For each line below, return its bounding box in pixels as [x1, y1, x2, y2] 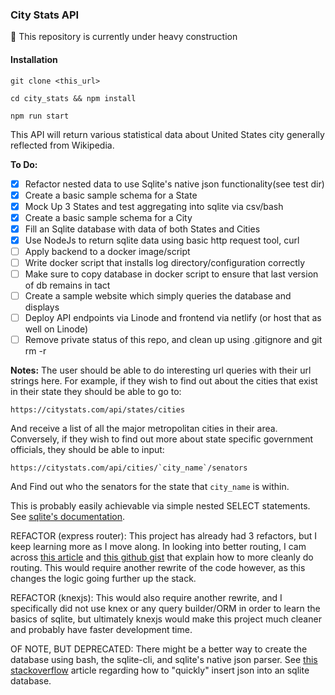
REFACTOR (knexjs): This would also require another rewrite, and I [10, 592, 283, 604]
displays [24, 301, 60, 313]
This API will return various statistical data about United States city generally [10, 128, 325, 140]
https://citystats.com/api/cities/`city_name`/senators [10, 463, 248, 473]
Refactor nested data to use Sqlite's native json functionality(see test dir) [24, 178, 325, 190]
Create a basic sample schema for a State [24, 189, 198, 201]
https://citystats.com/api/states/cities [10, 405, 186, 415]
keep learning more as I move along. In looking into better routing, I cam [10, 541, 307, 553]
